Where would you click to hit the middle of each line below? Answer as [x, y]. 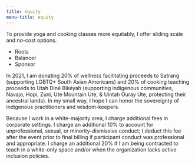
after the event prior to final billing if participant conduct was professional [95, 137]
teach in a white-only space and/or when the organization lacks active [91, 149]
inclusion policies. [28, 156]
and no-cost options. [32, 40]
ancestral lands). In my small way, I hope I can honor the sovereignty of [93, 100]
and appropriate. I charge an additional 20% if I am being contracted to [92, 143]
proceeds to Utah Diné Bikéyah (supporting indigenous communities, [90, 88]
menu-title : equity [30, 17]
